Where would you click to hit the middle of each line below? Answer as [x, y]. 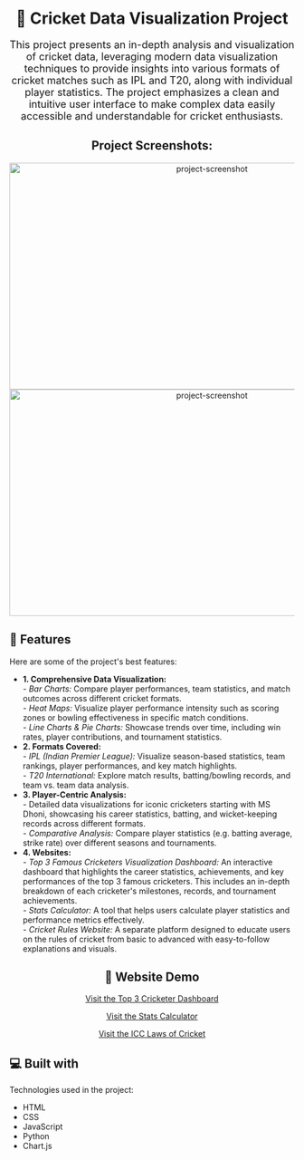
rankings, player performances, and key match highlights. [130, 766]
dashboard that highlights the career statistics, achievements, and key [153, 871]
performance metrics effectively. [83, 920]
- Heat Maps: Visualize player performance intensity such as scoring [151, 708]
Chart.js [37, 1146]
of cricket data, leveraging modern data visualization [152, 56]
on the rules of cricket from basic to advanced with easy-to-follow [146, 939]
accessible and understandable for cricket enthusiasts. [152, 116]
